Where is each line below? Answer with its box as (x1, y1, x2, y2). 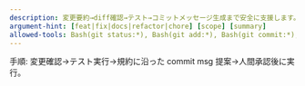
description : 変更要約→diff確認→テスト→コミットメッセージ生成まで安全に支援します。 (9, 13, 300, 23)
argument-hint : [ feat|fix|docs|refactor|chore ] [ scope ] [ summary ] (9, 22, 267, 31)
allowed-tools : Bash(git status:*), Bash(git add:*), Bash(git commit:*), (9, 30, 300, 39)
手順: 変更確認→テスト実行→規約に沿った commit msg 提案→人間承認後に (9, 56, 287, 67)
